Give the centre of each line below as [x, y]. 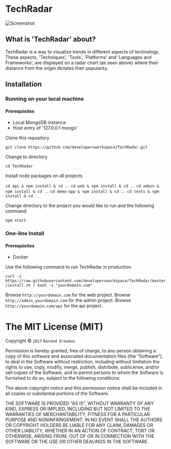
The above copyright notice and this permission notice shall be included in [84, 388]
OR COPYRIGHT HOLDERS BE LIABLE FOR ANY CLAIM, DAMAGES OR [79, 425]
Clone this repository [27, 138]
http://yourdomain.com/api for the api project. [54, 306]
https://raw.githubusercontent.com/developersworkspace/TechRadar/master [86, 281]
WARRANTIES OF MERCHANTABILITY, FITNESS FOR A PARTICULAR [78, 415]
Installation [24, 85]
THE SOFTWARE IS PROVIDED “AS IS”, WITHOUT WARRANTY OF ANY [80, 403]
